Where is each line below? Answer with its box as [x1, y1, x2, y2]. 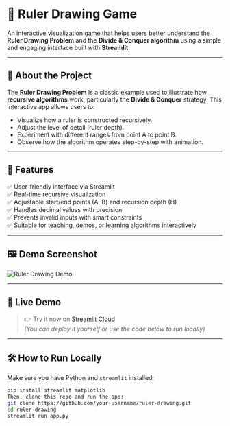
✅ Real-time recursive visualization [7, 190, 106, 198]
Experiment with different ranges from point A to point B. [16, 130, 177, 139]
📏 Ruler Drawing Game [7, 6, 138, 22]
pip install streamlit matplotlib [7, 387, 106, 394]
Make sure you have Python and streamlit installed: [7, 374, 155, 381]
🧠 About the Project [7, 70, 92, 82]
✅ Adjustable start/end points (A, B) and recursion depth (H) [7, 198, 177, 206]
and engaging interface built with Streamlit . [7, 43, 130, 51]
